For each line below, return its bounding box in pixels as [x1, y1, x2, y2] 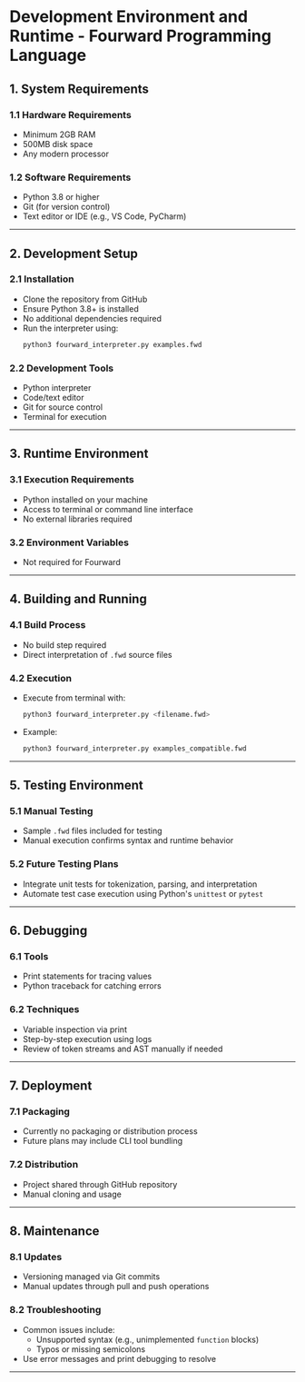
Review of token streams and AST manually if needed [22, 1043, 223, 1054]
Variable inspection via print [22, 1024, 127, 1035]
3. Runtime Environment [9, 446, 149, 462]
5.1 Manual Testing [9, 805, 93, 818]
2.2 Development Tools [9, 362, 114, 374]
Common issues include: [22, 1324, 115, 1335]
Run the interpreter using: [22, 323, 119, 333]
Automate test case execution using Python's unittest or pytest [22, 888, 264, 899]
